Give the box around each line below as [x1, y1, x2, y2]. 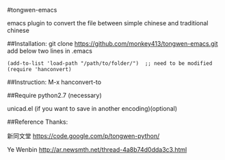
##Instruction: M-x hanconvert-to [7, 78, 101, 86]
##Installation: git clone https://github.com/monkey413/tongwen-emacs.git [7, 40, 218, 47]
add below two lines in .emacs [7, 47, 92, 55]
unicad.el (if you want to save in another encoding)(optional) [7, 105, 178, 112]
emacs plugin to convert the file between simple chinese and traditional [7, 19, 209, 27]
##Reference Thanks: [7, 118, 68, 126]
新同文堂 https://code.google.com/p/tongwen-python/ [7, 132, 160, 139]
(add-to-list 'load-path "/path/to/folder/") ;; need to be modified [7, 60, 213, 67]
